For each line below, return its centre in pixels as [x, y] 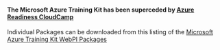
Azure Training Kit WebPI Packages [57, 39]
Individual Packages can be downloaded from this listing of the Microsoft [110, 32]
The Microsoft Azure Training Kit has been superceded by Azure [101, 10]
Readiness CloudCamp [40, 16]
